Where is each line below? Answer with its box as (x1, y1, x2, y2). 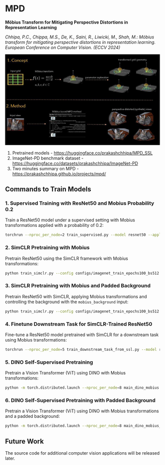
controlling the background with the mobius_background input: (5, 299, 129, 305)
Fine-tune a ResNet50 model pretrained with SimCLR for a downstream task (5, 332, 159, 338)
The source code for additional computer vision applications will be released (5, 450, 160, 456)
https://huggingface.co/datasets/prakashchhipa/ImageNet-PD (12, 160, 138, 166)
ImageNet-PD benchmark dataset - (12, 155, 83, 161)
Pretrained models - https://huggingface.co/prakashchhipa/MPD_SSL (12, 150, 153, 155)
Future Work (5, 437, 44, 445)
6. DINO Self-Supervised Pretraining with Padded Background (5, 397, 156, 403)
